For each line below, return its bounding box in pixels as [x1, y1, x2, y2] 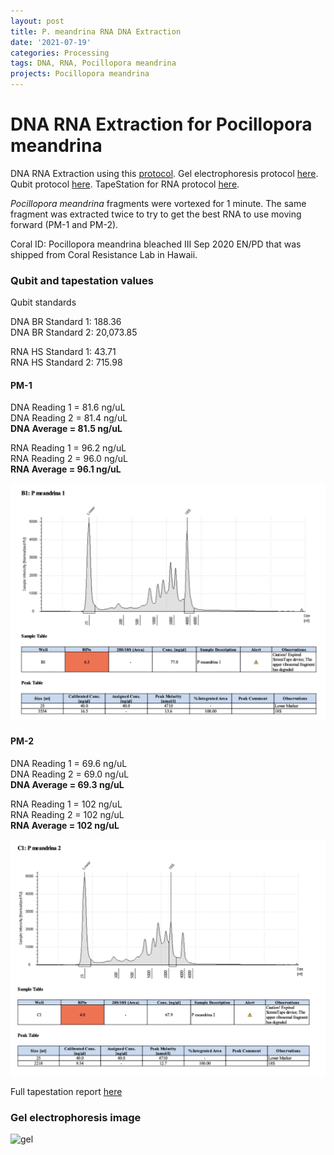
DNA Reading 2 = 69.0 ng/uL [10, 768, 130, 780]
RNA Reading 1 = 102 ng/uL [10, 798, 123, 810]
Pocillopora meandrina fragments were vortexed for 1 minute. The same [10, 197, 307, 209]
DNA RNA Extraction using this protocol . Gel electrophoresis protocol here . [10, 167, 319, 179]
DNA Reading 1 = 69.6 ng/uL [10, 757, 128, 769]
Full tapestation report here [10, 1086, 123, 1098]
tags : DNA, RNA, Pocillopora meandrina [10, 58, 177, 69]
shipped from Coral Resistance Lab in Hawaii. [10, 248, 198, 260]
